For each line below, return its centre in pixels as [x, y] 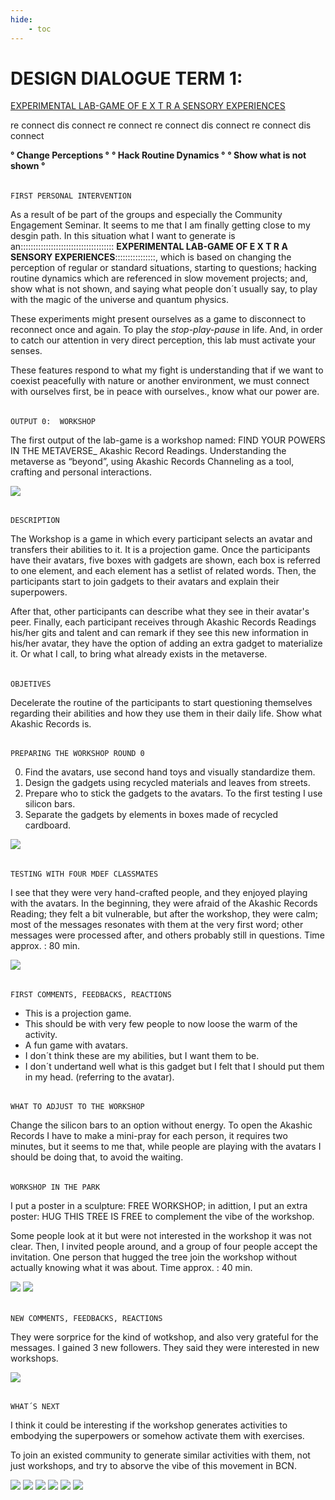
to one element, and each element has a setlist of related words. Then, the [163, 571]
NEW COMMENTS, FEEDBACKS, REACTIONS [86, 1318]
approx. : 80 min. [45, 946]
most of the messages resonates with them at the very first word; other [157, 925]
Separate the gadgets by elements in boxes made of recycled [151, 815]
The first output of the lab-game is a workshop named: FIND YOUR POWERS [168, 440]
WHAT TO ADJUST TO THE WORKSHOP [77, 1107]
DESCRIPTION [35, 521]
